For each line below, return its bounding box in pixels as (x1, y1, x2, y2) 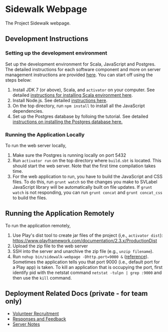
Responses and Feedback (12, 315, 66, 321)
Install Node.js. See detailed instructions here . (12, 97, 108, 103)
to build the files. (12, 194, 48, 201)
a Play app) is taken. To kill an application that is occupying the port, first (12, 264, 163, 270)
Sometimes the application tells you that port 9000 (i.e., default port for (12, 259, 160, 265)
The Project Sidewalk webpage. (5, 20, 71, 26)
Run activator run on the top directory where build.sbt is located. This (12, 157, 161, 163)
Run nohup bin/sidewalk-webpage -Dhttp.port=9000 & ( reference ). (12, 253, 149, 259)
